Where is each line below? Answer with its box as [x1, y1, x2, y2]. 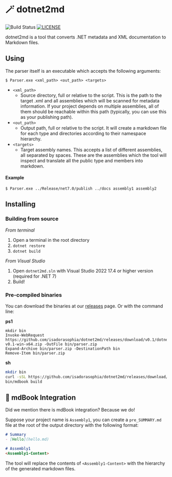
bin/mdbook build [5, 379, 42, 384]
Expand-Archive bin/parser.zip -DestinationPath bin [5, 346, 120, 351]
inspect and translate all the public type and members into [20, 157, 143, 163]
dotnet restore [12, 243, 46, 248]
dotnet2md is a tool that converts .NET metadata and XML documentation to [5, 34, 166, 40]
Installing [5, 200, 36, 209]
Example [5, 175, 25, 181]
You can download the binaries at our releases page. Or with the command [5, 303, 163, 309]
